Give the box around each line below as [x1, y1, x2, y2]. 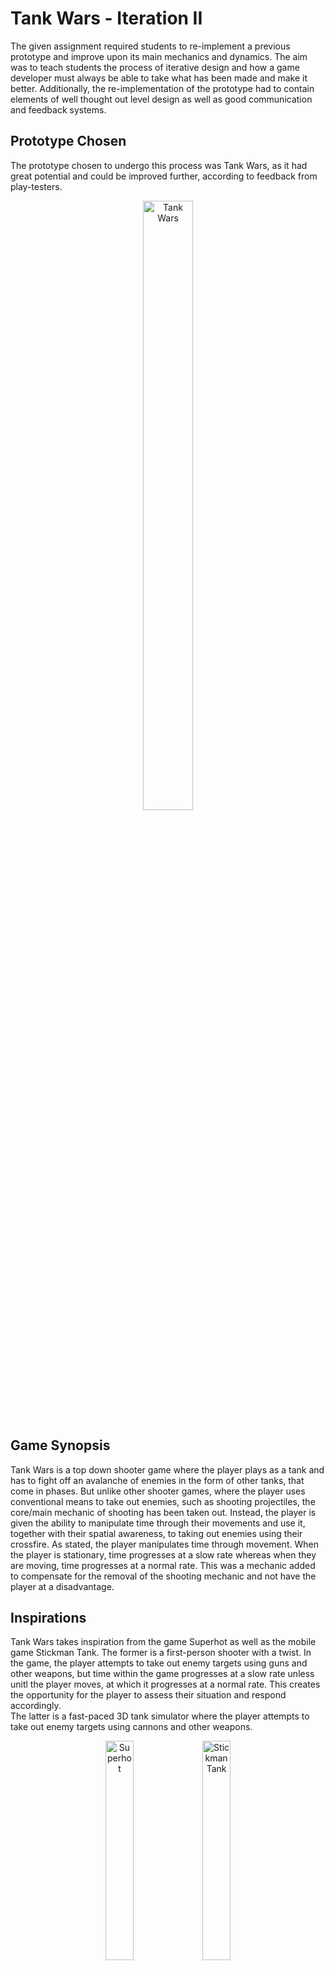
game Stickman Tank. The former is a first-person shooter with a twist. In [10, 1647, 312, 1659]
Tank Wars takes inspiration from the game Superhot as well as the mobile [10, 1636, 317, 1648]
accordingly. [10, 1700, 62, 1712]
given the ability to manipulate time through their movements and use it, [10, 1517, 306, 1529]
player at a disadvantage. [10, 1580, 115, 1592]
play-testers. [10, 180, 63, 192]
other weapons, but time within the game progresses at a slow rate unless [10, 1668, 315, 1680]
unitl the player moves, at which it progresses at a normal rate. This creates [10, 1678, 321, 1691]
